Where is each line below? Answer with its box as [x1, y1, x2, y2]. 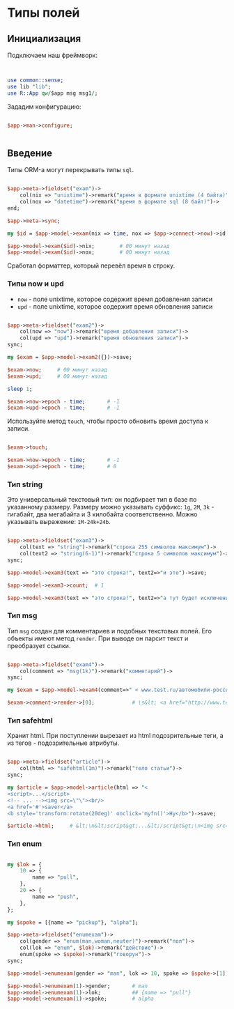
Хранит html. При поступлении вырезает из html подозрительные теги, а [7, 732, 224, 740]
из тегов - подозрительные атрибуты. [7, 739, 120, 747]
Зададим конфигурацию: [7, 102, 81, 111]
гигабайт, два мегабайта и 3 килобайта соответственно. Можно [7, 510, 198, 518]
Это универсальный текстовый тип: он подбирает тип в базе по [7, 495, 197, 504]
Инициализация [7, 33, 81, 45]
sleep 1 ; [7, 385, 33, 392]
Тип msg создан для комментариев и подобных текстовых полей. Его [7, 626, 212, 635]
